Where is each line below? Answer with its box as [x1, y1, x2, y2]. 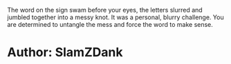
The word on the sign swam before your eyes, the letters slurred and [7, 6, 203, 14]
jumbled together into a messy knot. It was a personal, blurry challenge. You [7, 13, 224, 21]
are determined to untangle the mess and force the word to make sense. [7, 21, 213, 28]
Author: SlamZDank [7, 45, 123, 61]
